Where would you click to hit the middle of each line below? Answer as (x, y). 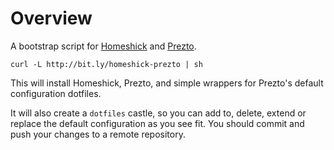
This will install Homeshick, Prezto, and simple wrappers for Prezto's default (167, 83)
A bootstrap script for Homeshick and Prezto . (103, 46)
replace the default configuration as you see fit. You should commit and (157, 123)
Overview (51, 18)
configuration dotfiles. (56, 93)
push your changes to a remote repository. (98, 134)
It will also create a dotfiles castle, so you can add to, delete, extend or (158, 113)
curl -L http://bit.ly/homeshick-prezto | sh (106, 64)
